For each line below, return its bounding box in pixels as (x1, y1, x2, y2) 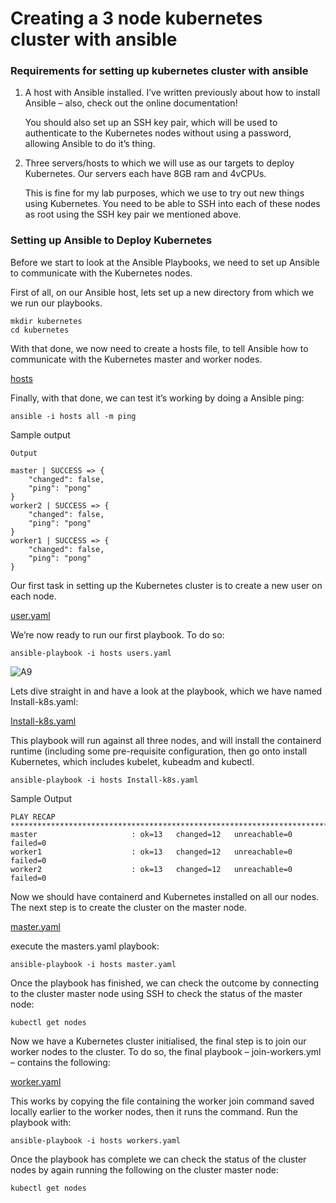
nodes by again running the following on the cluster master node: (10, 1163, 279, 1176)
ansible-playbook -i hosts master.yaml (10, 959, 177, 969)
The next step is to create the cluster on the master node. (10, 901, 247, 913)
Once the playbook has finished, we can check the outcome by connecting (10, 977, 320, 989)
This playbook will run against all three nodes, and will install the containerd (10, 734, 322, 746)
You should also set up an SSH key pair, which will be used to (24, 117, 278, 129)
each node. (10, 590, 57, 602)
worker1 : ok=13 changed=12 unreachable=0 (10, 847, 293, 857)
